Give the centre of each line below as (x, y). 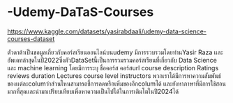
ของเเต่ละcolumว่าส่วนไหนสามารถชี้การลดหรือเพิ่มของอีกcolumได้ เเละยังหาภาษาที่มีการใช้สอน (117, 84)
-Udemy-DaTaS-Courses (81, 12)
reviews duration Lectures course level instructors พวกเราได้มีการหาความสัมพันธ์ (114, 76)
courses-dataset (31, 38)
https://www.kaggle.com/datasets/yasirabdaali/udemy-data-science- (107, 31)
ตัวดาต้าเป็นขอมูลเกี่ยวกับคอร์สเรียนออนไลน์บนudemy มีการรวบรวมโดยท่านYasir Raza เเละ (115, 52)
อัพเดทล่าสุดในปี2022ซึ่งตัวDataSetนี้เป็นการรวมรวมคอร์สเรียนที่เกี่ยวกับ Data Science (112, 60)
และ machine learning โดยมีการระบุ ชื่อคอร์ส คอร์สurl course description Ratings (113, 68)
